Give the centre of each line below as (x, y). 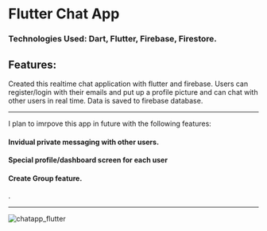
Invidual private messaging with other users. (84, 142)
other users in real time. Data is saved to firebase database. (106, 100)
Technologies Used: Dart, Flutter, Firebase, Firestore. (112, 39)
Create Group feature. (45, 178)
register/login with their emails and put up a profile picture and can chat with (133, 92)
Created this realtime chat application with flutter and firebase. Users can (128, 84)
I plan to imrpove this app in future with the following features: (110, 123)
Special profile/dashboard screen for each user (88, 160)
